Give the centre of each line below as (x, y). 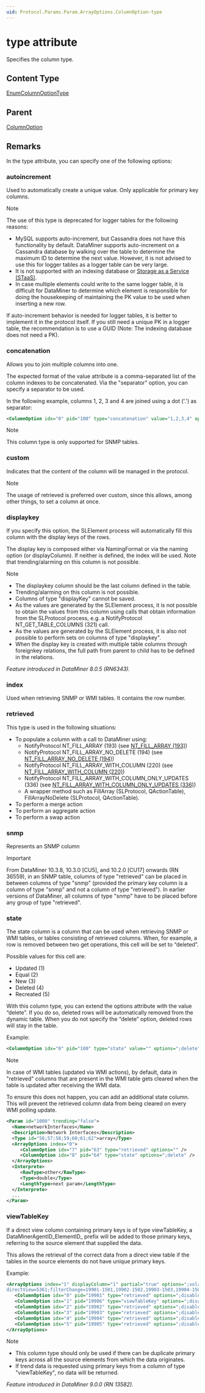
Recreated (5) (32, 994)
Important (19, 858)
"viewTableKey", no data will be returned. (67, 1373)
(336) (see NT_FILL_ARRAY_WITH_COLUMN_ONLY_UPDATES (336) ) (110, 785)
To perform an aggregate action (55, 810)
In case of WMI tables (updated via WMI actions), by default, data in (92, 1072)
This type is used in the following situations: (62, 727)
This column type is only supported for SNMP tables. (73, 442)
